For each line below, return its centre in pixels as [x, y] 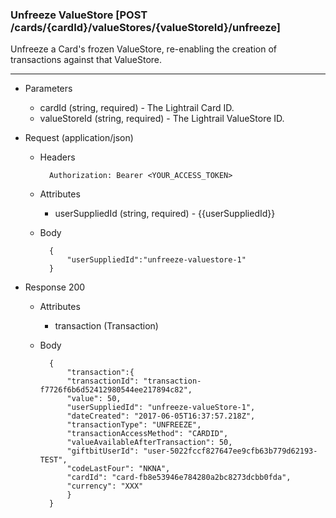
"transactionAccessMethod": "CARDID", [147, 434]
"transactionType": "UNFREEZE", [134, 425]
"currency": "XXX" [105, 486]
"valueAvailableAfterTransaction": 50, [149, 443]
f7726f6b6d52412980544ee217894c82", [116, 390]
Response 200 [55, 287]
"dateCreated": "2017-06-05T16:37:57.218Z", [161, 416]
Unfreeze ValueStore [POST [79, 15]
